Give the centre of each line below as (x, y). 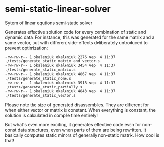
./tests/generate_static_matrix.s (41, 70)
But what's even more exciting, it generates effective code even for (73, 124)
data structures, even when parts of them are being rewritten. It (82, 130)
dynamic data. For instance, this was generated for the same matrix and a (80, 37)
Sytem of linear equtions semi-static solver (49, 23)
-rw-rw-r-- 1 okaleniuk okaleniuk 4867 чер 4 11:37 (60, 74)
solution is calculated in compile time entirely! (51, 115)
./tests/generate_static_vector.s (41, 95)
